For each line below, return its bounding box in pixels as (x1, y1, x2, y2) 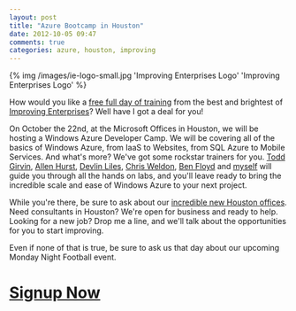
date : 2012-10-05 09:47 (9, 29, 97, 38)
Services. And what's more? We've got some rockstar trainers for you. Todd (9, 152, 285, 162)
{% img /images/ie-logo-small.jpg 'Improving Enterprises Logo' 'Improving (9, 70, 280, 81)
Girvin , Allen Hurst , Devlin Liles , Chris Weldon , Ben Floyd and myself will (9, 161, 272, 172)
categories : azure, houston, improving (9, 46, 156, 55)
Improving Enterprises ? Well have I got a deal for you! (9, 106, 204, 117)
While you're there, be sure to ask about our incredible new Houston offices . (9, 197, 287, 208)
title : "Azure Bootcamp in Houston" (9, 21, 144, 30)
